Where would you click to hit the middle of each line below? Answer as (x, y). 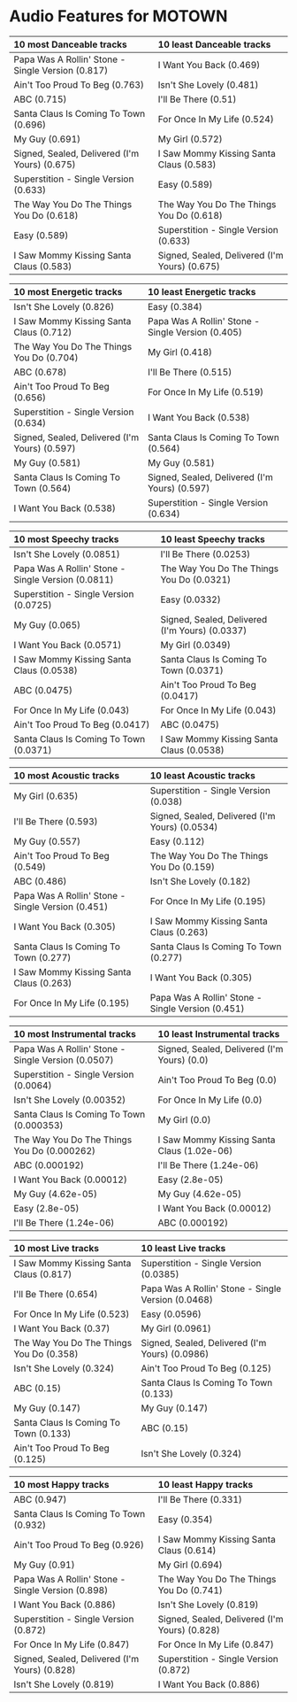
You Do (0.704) (46, 358)
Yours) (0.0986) (175, 1354)
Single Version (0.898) (61, 1590)
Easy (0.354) (185, 1519)
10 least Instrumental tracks (219, 1033)
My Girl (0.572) (190, 139)
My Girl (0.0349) (196, 645)
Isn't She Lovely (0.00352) (70, 1100)
